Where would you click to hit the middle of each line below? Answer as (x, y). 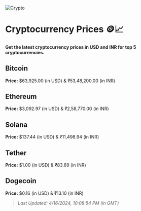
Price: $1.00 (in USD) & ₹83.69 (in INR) (46, 165)
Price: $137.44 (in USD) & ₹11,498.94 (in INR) (52, 137)
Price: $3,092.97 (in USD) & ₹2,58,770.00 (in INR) (57, 109)
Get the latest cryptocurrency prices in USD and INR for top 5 (71, 47)
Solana (16, 125)
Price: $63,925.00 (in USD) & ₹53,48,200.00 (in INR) (60, 81)
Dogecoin (21, 181)
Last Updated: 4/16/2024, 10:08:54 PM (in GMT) (68, 203)
